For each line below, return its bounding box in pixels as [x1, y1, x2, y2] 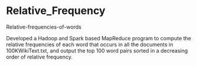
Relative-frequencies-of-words [6, 23, 81, 30]
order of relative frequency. [6, 53, 73, 60]
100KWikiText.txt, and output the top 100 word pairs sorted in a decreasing [6, 47, 188, 54]
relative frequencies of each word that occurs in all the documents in [6, 41, 173, 48]
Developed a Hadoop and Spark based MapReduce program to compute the [6, 34, 192, 41]
